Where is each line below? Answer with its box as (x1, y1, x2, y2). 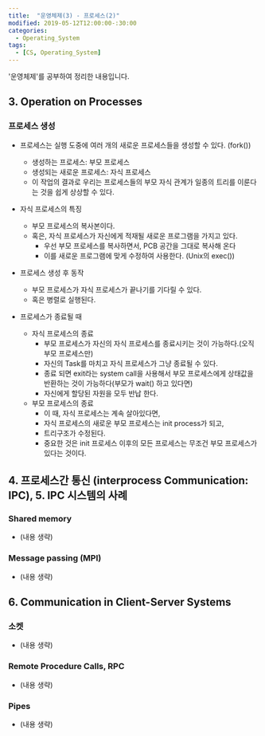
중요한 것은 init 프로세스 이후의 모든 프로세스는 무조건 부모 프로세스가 (43, 438, 257, 447)
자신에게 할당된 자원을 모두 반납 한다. (43, 388, 159, 398)
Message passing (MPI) (8, 553, 102, 564)
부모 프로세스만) (43, 348, 94, 358)
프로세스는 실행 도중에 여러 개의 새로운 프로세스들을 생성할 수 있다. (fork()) (19, 140, 251, 150)
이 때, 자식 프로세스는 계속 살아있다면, (43, 408, 161, 418)
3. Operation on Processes (8, 95, 143, 108)
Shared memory (8, 514, 72, 524)
